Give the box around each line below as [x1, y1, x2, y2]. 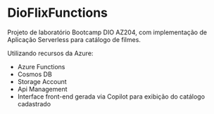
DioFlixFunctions [7, 5, 108, 21]
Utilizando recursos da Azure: [7, 49, 94, 57]
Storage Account [17, 77, 67, 85]
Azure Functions [17, 62, 65, 71]
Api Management [17, 85, 68, 93]
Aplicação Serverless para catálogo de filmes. [7, 35, 141, 43]
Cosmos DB [17, 70, 53, 78]
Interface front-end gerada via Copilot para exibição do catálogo [17, 92, 206, 101]
